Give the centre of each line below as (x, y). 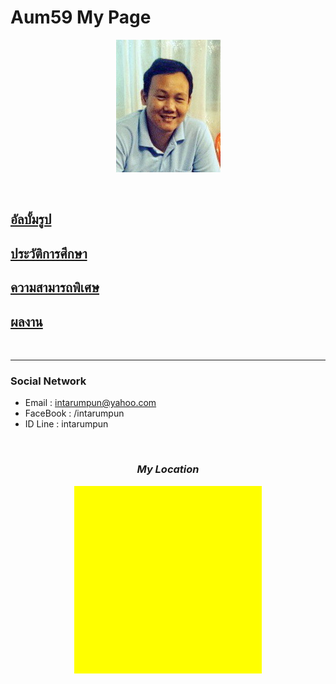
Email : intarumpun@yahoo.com (90, 403)
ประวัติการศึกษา (49, 253)
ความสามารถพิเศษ (55, 287)
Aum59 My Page (81, 17)
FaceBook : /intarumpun (74, 413)
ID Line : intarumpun (66, 424)
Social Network (48, 381)
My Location (168, 469)
